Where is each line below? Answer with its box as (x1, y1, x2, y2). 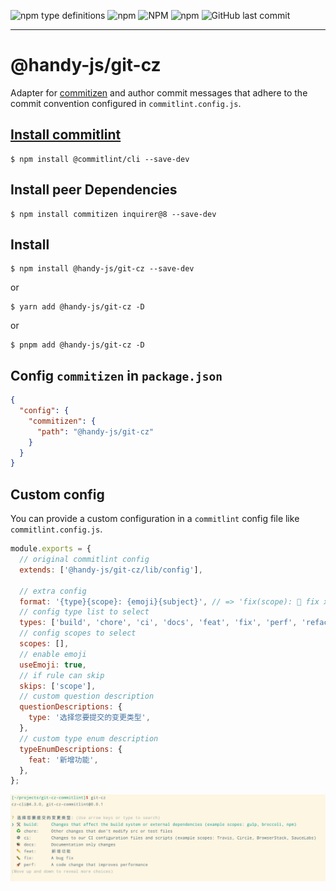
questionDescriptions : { (19, 702, 123, 712)
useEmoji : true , (19, 660, 87, 670)
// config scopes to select (19, 628, 137, 639)
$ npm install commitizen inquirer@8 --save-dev (10, 209, 217, 219)
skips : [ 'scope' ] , (19, 681, 97, 691)
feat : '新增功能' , (28, 755, 99, 765)
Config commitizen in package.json (10, 367, 223, 384)
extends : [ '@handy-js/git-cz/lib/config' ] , (19, 565, 203, 575)
